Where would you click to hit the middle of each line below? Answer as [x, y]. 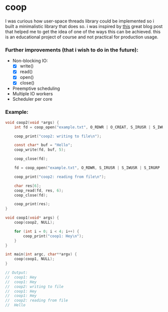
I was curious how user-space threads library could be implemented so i [79, 21]
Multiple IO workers [33, 94]
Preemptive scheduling [36, 88]
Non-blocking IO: [30, 61]
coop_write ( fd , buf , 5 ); [40, 150]
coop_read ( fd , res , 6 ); [39, 190]
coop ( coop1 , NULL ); [34, 259]
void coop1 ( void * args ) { [32, 218]
